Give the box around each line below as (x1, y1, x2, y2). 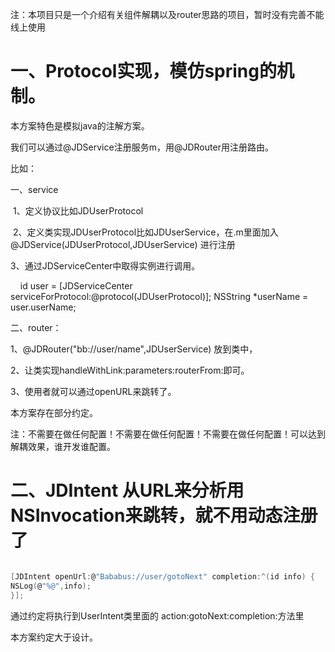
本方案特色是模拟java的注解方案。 (10, 119, 150, 132)
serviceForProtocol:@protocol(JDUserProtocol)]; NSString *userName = (10, 290, 309, 302)
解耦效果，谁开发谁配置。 (10, 440, 116, 452)
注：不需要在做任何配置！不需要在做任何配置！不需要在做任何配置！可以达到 (10, 428, 326, 440)
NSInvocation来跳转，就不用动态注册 (10, 504, 318, 527)
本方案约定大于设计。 (10, 631, 98, 643)
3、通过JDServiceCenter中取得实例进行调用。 (10, 259, 201, 272)
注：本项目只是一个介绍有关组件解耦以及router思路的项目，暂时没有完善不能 (10, 9, 325, 20)
